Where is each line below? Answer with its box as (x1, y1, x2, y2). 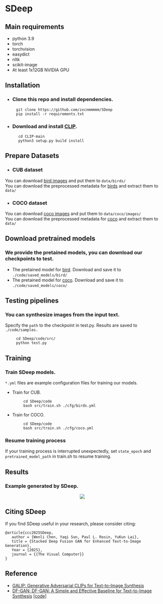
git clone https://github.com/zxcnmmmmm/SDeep (16, 107, 113, 112)
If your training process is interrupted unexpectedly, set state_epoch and (5, 448, 151, 454)
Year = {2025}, (11, 547, 43, 552)
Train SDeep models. (5, 369, 56, 376)
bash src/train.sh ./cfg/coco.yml (23, 426, 94, 431)
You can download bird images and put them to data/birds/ (5, 178, 126, 184)
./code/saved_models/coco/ (12, 283, 68, 288)
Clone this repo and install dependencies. (12, 96, 114, 103)
